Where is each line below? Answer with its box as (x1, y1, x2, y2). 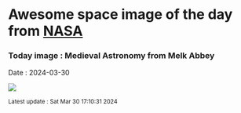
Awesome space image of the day (8, 5, 233, 24)
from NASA (8, 22, 83, 40)
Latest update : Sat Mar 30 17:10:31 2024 (8, 98, 118, 106)
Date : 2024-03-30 (8, 68, 70, 78)
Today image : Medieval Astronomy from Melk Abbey (8, 50, 215, 61)
